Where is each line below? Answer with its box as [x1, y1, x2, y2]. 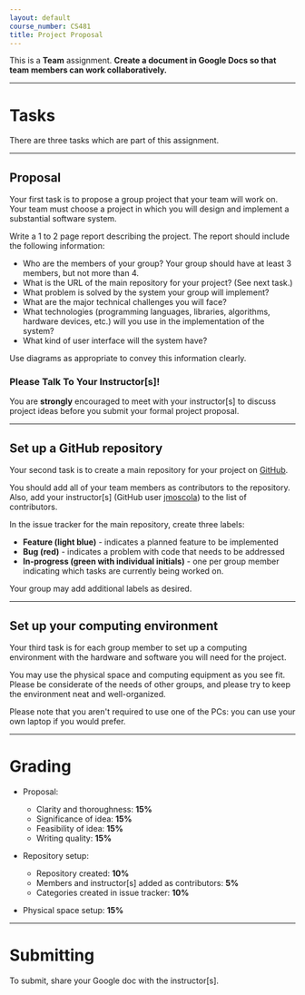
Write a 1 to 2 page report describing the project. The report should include [9, 231, 290, 241]
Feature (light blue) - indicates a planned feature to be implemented [22, 537, 279, 547]
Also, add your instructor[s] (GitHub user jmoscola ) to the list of [9, 492, 247, 503]
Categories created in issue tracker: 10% [35, 887, 190, 898]
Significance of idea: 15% [35, 813, 133, 824]
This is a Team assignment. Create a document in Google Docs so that [9, 55, 277, 66]
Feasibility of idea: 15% [35, 823, 124, 833]
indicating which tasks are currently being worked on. [22, 566, 224, 576]
